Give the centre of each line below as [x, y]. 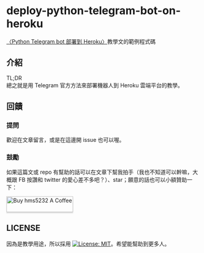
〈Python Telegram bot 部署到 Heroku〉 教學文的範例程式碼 [81, 41]
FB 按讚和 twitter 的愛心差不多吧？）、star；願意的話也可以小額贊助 [103, 179]
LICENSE [24, 228]
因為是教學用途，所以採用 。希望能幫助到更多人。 [88, 244]
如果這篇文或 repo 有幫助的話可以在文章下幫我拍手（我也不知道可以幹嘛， [100, 172]
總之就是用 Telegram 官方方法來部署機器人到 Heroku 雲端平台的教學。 [95, 85]
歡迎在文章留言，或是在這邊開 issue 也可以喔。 [66, 140]
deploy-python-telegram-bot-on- [93, 11]
